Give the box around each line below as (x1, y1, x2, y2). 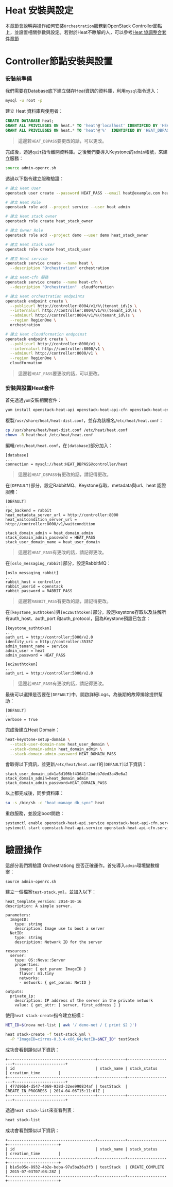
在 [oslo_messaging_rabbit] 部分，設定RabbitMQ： (5, 560, 111, 566)
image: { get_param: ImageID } (19, 967, 86, 972)
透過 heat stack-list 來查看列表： (5, 1107, 76, 1113)
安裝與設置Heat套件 (5, 384, 55, 392)
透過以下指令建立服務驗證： (5, 175, 64, 182)
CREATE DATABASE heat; (5, 118, 54, 123)
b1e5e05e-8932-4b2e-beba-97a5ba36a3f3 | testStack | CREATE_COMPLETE (10, 1164, 165, 1170)
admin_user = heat (5, 648, 45, 653)
